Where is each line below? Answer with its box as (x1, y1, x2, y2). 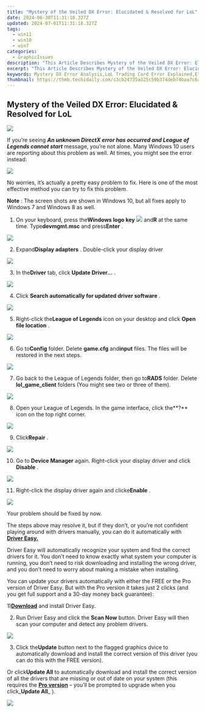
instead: (7, 156, 27, 163)
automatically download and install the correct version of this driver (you (15, 650, 198, 657)
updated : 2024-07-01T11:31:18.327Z (7, 20, 97, 26)
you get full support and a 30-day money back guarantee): (7, 590, 154, 598)
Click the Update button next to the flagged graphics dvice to (15, 643, 169, 651)
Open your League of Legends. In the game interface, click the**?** (15, 404, 188, 411)
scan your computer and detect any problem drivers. (15, 620, 148, 627)
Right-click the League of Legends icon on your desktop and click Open (15, 315, 196, 322)
